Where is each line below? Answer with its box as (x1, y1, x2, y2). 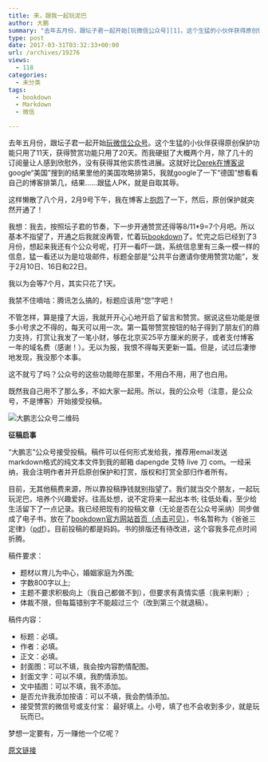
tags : (8, 85, 26, 94)
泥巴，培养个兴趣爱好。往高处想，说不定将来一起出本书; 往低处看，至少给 (14, 494, 258, 503)
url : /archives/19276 (8, 49, 81, 57)
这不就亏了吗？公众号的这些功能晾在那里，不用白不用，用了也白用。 (8, 369, 232, 379)
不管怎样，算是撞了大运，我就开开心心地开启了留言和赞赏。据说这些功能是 (8, 313, 253, 322)
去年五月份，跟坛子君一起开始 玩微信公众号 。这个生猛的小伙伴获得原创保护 (8, 138, 253, 148)
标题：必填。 (19, 632, 62, 641)
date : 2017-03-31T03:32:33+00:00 (8, 41, 120, 49)
